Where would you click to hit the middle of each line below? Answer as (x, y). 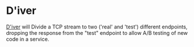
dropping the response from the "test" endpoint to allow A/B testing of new (97, 32)
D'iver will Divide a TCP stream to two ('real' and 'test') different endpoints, (97, 27)
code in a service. (28, 39)
